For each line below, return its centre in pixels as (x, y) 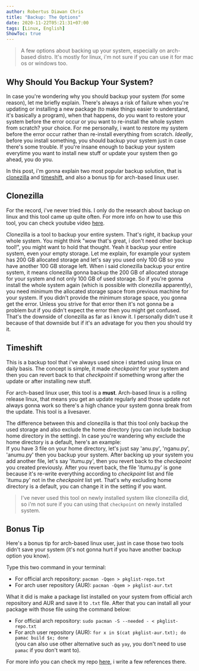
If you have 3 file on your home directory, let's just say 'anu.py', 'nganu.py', (98, 448)
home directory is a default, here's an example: (64, 442)
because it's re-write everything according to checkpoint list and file (90, 474)
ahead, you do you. (30, 159)
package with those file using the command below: (69, 609)
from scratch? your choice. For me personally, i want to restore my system (97, 128)
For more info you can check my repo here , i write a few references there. (97, 662)
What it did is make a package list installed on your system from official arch (99, 597)
